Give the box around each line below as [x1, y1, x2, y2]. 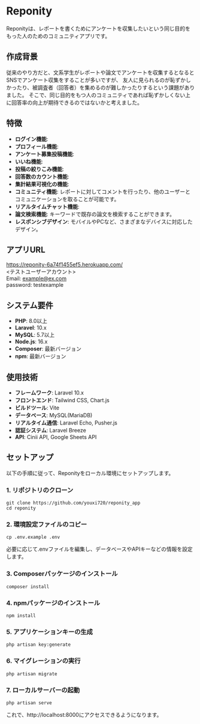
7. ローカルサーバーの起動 [6, 686, 80, 694]
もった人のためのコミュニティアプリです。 [6, 32, 111, 40]
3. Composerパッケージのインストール [6, 569, 118, 578]
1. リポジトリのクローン [6, 486, 74, 494]
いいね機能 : [14, 158, 43, 165]
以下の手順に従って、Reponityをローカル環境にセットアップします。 [6, 469, 174, 476]
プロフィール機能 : [14, 143, 59, 150]
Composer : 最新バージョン [14, 345, 82, 352]
